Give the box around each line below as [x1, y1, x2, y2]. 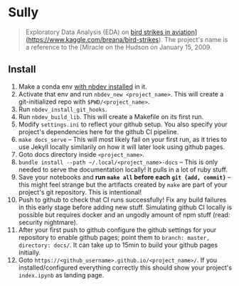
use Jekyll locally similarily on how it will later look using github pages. [18, 143, 225, 151]
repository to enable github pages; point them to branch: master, [18, 233, 211, 241]
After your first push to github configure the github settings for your [18, 225, 217, 234]
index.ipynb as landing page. [18, 270, 105, 279]
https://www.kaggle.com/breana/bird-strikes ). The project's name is [28, 35, 228, 43]
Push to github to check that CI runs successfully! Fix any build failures [18, 195, 227, 204]
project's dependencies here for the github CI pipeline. [18, 127, 179, 136]
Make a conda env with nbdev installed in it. [18, 82, 148, 91]
